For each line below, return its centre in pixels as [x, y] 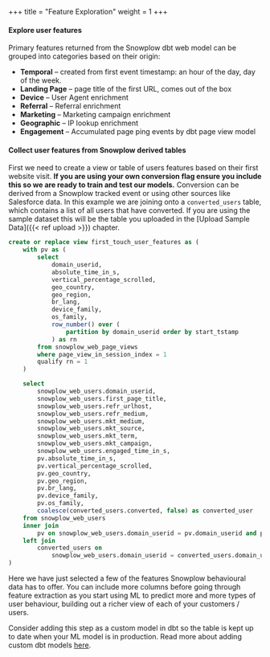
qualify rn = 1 [63, 362]
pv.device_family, [68, 496]
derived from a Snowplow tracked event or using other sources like [119, 194]
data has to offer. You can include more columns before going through [125, 587]
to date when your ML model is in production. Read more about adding [125, 637]
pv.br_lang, [57, 488]
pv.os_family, [61, 504]
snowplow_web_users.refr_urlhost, [95, 406]
